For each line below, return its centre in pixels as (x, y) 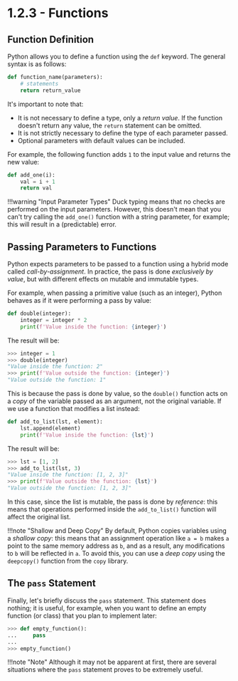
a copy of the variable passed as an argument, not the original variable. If (114, 401)
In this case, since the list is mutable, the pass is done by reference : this (113, 502)
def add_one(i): (31, 175)
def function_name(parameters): (55, 77)
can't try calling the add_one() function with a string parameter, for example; (118, 217)
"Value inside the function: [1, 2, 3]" (68, 475)
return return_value (50, 90)
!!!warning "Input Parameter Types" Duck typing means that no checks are (116, 202)
